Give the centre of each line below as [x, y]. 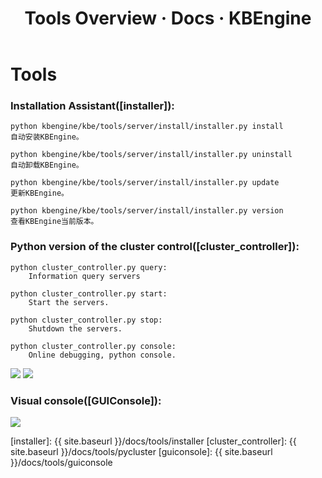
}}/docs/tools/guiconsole [61, 463]
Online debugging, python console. [102, 355]
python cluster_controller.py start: [89, 293]
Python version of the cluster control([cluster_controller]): [155, 247]
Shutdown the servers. [75, 328]
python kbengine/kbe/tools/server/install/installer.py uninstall [151, 155]
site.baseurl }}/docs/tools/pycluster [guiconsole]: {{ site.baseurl [141, 452]
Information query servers [84, 276]
